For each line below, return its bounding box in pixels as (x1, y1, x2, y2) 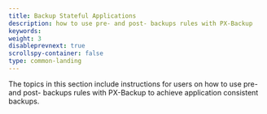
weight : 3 (8, 34, 42, 43)
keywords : (8, 27, 42, 35)
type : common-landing (8, 57, 82, 65)
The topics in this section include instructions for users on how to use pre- (8, 78, 258, 89)
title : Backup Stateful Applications (8, 11, 137, 20)
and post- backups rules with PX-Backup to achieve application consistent (8, 87, 259, 97)
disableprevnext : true (8, 42, 85, 50)
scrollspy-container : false (8, 49, 104, 57)
